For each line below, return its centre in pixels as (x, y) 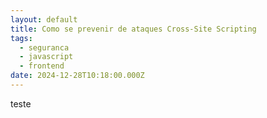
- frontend (42, 66)
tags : (21, 38)
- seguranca (44, 47)
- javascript (46, 57)
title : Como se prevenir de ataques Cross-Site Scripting (133, 29)
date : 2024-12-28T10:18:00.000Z (77, 76)
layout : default (44, 19)
